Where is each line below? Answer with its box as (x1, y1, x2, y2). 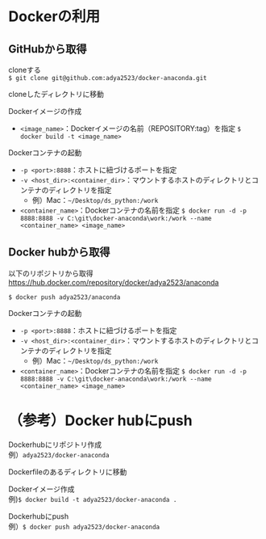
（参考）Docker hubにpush (8, 411, 193, 429)
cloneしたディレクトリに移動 (8, 90, 105, 99)
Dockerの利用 (8, 7, 101, 26)
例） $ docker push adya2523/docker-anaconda (8, 521, 160, 531)
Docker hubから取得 (8, 246, 110, 259)
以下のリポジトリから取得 (8, 268, 94, 278)
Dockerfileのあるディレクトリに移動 (8, 466, 127, 477)
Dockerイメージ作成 (8, 484, 75, 494)
